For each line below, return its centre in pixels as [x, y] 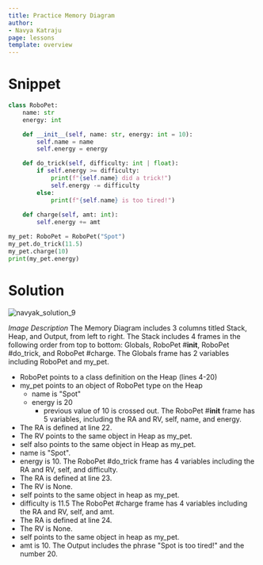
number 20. [38, 554]
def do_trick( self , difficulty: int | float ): [101, 163]
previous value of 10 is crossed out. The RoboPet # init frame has [149, 410]
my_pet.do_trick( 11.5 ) [46, 244]
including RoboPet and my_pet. [59, 361]
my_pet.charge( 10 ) [38, 251]
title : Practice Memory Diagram [61, 15]
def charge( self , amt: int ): [71, 215]
